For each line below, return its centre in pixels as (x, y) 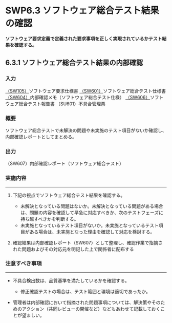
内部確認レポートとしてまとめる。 (41, 137)
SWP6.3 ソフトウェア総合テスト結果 (82, 11)
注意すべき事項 (24, 263)
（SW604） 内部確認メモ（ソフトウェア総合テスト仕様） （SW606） (78, 97)
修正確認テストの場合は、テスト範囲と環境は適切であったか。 (85, 291)
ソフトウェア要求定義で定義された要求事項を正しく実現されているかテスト (84, 39)
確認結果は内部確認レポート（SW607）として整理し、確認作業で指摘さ (88, 242)
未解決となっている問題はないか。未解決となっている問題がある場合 (92, 206)
